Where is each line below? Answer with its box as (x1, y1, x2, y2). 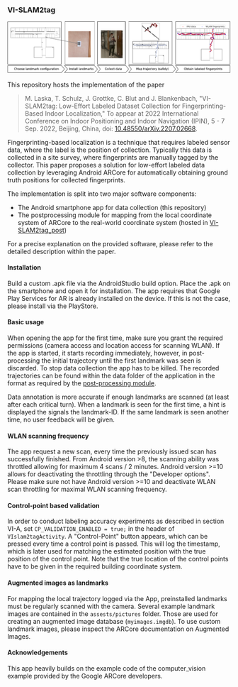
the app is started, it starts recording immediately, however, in (7, 348, 188, 357)
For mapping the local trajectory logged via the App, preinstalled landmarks (7, 594, 228, 603)
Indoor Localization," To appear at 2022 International (45, 109, 199, 118)
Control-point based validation (7, 501, 100, 510)
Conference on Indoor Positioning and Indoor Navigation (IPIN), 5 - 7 (24, 116, 225, 125)
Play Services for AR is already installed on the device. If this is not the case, (7, 294, 231, 302)
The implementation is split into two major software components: (7, 189, 197, 198)
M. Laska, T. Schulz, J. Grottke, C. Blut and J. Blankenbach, (24, 94, 198, 102)
